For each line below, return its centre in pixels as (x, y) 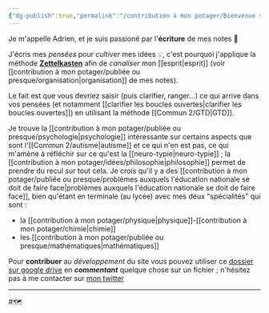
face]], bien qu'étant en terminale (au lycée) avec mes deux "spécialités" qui (134, 196)
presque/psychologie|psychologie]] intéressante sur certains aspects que (130, 136)
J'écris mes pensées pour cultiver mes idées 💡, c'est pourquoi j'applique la (132, 54)
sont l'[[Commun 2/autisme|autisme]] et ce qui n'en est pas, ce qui (119, 145)
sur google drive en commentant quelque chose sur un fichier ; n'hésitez (129, 270)
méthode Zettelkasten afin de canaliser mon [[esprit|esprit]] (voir (117, 63)
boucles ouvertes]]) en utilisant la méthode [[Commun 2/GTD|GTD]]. (121, 112)
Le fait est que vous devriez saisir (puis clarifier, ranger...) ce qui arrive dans (134, 95)
